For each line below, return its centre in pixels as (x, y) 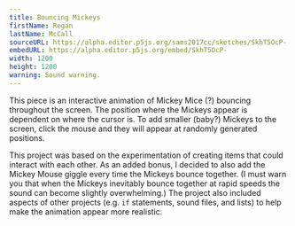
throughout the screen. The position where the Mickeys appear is (128, 109)
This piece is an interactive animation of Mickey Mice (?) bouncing (130, 100)
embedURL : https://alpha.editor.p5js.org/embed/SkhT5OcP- (118, 51)
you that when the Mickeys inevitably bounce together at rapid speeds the (145, 183)
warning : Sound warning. (55, 75)
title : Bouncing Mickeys (55, 17)
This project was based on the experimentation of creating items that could (146, 155)
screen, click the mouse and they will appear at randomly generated (133, 129)
